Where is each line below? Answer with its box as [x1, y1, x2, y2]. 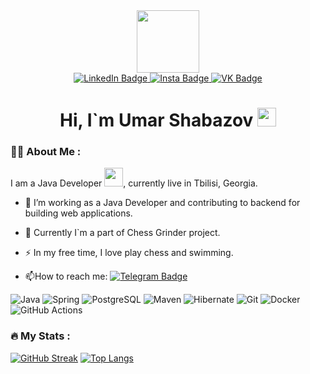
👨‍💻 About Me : [10, 145, 82, 159]
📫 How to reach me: [24, 270, 108, 283]
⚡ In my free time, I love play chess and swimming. [24, 247, 234, 259]
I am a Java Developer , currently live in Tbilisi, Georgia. [10, 177, 258, 189]
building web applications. [24, 207, 133, 219]
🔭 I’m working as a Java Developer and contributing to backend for [24, 197, 301, 209]
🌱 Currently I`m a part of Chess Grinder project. [24, 227, 221, 239]
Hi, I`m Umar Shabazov [59, 109, 254, 132]
